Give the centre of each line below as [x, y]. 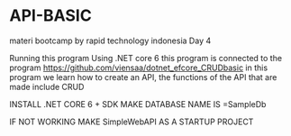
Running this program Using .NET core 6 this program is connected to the [145, 58]
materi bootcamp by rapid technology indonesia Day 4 [110, 41]
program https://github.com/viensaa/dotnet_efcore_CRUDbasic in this [139, 68]
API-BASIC [50, 16]
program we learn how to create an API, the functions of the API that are [143, 77]
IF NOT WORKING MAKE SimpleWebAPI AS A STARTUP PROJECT [132, 122]
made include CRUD [47, 86]
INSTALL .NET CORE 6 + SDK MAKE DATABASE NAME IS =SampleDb [138, 104]
